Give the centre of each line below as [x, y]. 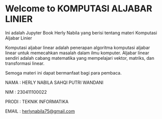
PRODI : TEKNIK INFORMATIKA [37, 101]
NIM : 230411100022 [26, 92]
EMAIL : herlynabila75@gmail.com [40, 111]
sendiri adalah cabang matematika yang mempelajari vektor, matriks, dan [80, 58]
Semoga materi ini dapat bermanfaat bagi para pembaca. [63, 73]
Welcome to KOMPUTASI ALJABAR [79, 9]
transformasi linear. [25, 63]
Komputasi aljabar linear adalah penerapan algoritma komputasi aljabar [78, 47]
